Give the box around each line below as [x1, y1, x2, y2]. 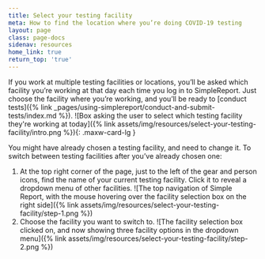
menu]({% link [19, 234, 67, 243]
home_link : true [8, 48, 62, 56]
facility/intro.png [8, 127, 62, 137]
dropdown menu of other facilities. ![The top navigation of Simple [19, 183, 233, 193]
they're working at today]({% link [8, 119, 116, 129]
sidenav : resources [8, 41, 73, 49]
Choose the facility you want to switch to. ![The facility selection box [19, 216, 244, 226]
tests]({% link [8, 102, 53, 111]
